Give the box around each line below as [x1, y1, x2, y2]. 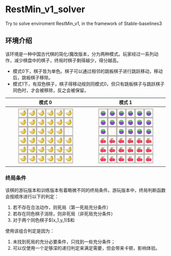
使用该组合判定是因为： [5, 227, 54, 234]
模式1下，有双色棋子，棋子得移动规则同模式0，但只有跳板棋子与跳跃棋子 [12, 80, 165, 87]
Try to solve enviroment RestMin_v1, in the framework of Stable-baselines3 [5, 20, 162, 26]
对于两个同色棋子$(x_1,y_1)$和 [12, 217, 75, 223]
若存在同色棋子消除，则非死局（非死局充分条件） [12, 210, 116, 217]
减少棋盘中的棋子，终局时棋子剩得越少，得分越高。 [14, 57, 121, 63]
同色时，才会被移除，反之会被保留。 [12, 87, 89, 93]
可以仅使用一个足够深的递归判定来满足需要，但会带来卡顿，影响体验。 [12, 245, 160, 251]
